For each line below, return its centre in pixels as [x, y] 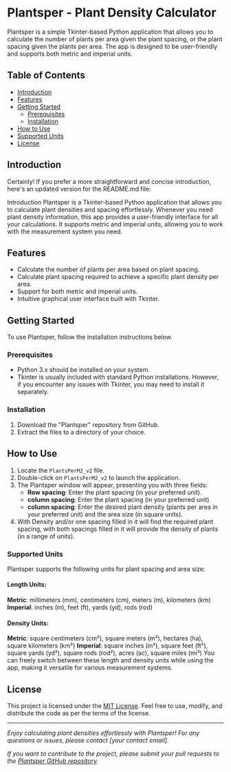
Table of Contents [46, 75]
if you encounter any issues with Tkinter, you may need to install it [111, 384]
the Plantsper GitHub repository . [53, 761]
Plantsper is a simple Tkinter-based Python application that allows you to [110, 32]
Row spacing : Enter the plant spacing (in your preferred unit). [114, 492]
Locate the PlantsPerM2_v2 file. [60, 470]
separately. [33, 392]
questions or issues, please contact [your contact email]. [88, 740]
